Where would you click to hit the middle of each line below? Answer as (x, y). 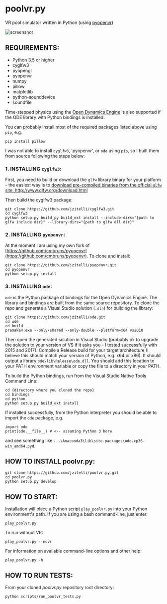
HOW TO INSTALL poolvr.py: (50, 462)
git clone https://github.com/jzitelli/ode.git (55, 317)
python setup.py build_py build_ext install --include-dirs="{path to (80, 218)
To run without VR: (24, 533)
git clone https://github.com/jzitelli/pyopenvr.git (61, 265)
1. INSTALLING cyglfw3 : (34, 169)
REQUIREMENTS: (32, 48)
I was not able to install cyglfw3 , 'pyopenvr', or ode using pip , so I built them (82, 151)
